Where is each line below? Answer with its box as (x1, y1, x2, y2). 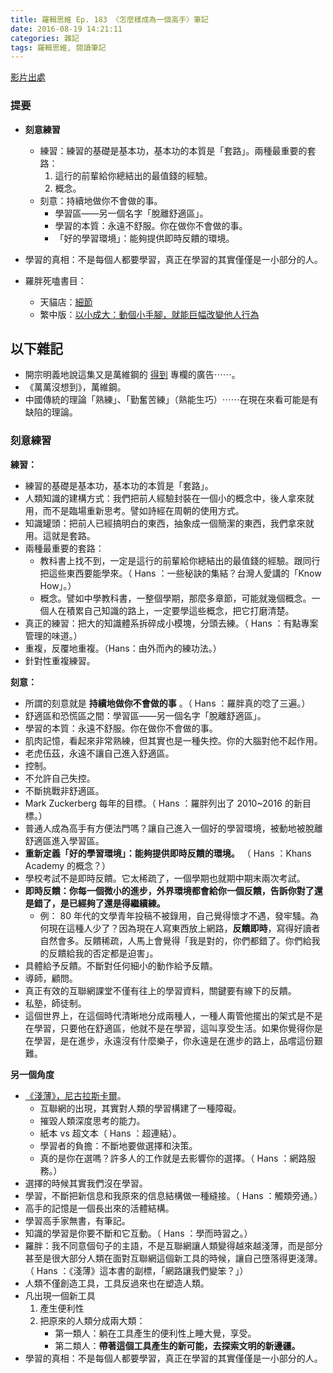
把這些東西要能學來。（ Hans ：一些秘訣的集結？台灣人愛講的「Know (39, 567, 322, 579)
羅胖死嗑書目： (24, 274, 87, 286)
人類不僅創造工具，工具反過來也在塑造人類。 (24, 1277, 210, 1289)
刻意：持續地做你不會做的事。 (39, 194, 163, 206)
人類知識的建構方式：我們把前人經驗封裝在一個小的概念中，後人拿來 (24, 492, 306, 504)
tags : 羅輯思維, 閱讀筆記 (10, 42, 107, 53)
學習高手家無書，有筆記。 (24, 1214, 131, 1226)
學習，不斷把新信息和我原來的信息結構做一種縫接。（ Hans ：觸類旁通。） (24, 1189, 323, 1201)
